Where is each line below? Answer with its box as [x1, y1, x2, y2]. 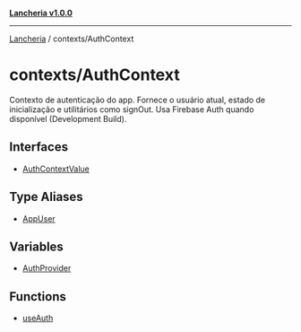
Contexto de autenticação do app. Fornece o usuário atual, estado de [9, 94, 266, 105]
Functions [9, 289, 67, 304]
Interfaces [9, 139, 69, 155]
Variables [9, 239, 64, 254]
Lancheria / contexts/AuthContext [9, 33, 134, 44]
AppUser [21, 213, 56, 223]
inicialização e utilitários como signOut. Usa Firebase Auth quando [9, 103, 254, 115]
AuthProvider [21, 263, 72, 274]
